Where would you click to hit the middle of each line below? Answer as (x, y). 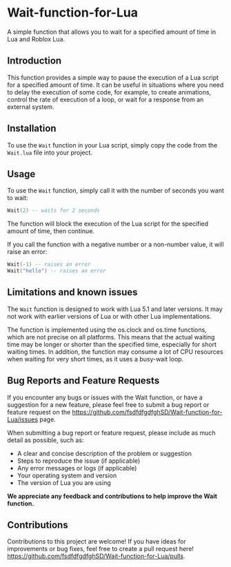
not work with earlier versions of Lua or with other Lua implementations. (109, 316)
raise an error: (27, 252)
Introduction (34, 61)
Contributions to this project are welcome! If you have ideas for (97, 541)
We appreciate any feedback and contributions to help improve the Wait (112, 496)
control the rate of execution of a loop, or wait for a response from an (106, 99)
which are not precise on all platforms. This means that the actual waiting (111, 337)
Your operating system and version (67, 475)
